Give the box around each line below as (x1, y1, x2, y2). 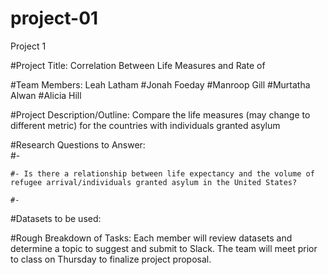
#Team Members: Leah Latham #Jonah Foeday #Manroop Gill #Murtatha (10, 78, 311, 91)
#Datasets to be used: (10, 212, 102, 224)
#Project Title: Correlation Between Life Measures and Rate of (10, 59, 266, 71)
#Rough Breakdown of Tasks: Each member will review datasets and (10, 232, 293, 244)
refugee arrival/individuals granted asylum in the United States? (10, 177, 298, 187)
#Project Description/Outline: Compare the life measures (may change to (10, 108, 311, 121)
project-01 (10, 7, 99, 30)
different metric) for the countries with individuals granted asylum (10, 119, 281, 131)
